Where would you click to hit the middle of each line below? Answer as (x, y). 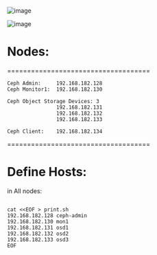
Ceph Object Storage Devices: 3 (53, 101)
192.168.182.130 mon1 (38, 221)
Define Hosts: (47, 172)
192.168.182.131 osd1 (38, 228)
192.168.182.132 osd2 (38, 234)
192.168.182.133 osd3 (38, 240)
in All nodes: (25, 191)
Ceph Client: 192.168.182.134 (55, 131)
